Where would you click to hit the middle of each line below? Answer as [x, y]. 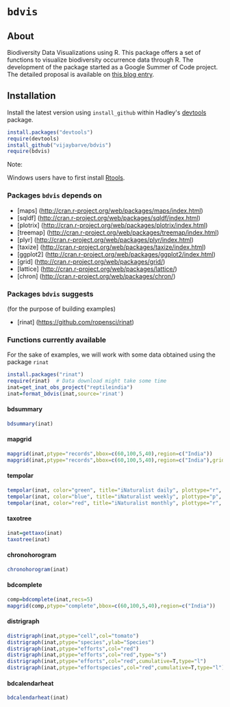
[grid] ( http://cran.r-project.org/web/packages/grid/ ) [91, 261]
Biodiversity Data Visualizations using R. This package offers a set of [104, 52]
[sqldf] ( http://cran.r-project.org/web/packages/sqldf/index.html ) [108, 217]
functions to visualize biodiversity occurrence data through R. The [100, 60]
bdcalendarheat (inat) [38, 698]
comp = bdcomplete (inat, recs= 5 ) [50, 599]
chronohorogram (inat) [38, 569]
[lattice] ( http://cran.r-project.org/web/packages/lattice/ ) [97, 269]
